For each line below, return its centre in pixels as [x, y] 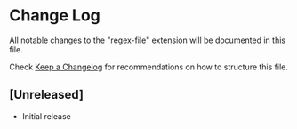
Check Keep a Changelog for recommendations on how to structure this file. [149, 67]
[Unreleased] [47, 95]
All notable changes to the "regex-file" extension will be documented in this [148, 40]
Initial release [46, 116]
